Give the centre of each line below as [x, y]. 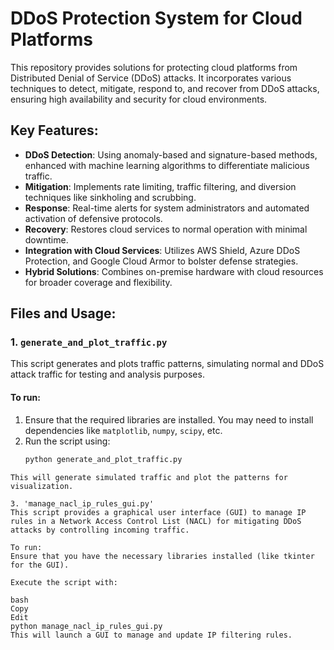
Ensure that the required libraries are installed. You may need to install [169, 419]
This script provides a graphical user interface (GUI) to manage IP [158, 512]
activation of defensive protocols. [93, 218]
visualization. [42, 486]
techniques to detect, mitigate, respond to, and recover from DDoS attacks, [165, 88]
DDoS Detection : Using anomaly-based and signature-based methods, [171, 154]
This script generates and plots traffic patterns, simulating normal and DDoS [167, 364]
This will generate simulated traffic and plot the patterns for [149, 477]
